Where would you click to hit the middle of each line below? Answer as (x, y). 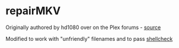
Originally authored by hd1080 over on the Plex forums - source (83, 27)
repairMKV (33, 11)
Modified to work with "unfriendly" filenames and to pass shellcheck (89, 39)
